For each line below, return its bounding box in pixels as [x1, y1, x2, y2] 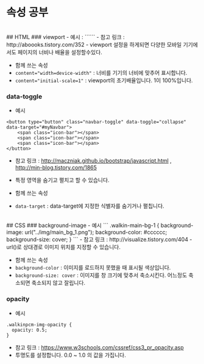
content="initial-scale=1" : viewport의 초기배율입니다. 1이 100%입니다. [15, 77, 193, 84]
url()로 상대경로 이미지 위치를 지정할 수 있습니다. [6, 243, 121, 251]
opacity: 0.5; [12, 327, 47, 333]
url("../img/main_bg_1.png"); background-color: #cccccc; [24, 229, 167, 236]
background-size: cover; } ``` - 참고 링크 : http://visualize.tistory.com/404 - [6, 236, 192, 243]
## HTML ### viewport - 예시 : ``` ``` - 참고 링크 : [6, 33, 125, 40]
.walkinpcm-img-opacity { [6, 321, 72, 327]
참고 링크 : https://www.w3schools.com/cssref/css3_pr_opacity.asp [15, 343, 184, 351]
